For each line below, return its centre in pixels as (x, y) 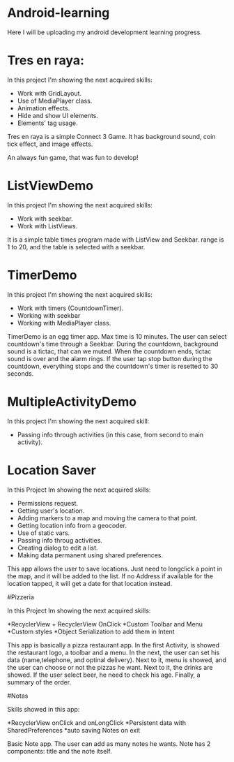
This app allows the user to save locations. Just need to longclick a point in (115, 569)
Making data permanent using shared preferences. (90, 555)
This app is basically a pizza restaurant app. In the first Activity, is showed (114, 645)
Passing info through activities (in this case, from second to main (110, 434)
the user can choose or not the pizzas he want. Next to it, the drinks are (110, 667)
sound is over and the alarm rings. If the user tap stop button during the (110, 358)
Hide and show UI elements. (58, 115)
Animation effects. (44, 108)
